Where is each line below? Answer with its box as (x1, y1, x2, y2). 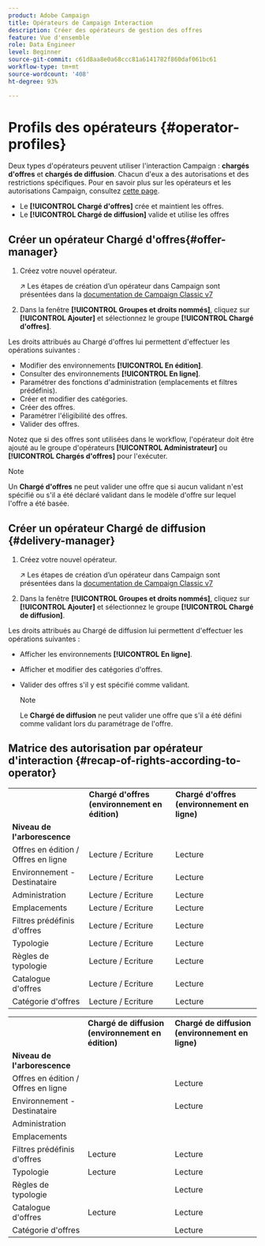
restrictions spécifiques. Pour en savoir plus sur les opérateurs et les (8, 178, 231, 188)
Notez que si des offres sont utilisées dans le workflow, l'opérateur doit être (8, 435, 255, 444)
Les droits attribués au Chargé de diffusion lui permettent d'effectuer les (8, 626, 244, 636)
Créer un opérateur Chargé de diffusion (8, 521, 207, 535)
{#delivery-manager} (8, 534, 116, 547)
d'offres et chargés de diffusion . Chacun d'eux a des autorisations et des (8, 170, 249, 179)
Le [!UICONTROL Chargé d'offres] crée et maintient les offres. (19, 202, 225, 211)
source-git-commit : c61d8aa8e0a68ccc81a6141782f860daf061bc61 (8, 56, 217, 64)
